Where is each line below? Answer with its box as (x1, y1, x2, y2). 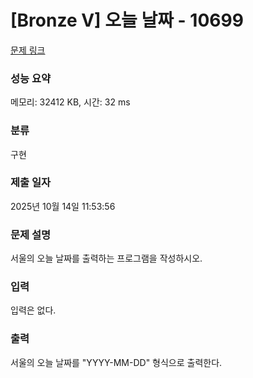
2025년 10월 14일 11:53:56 (10, 200, 116, 212)
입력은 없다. (10, 304, 57, 316)
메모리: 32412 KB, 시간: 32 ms (10, 96, 131, 108)
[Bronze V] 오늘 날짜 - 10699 (10, 9, 244, 32)
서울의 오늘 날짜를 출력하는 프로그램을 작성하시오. (10, 252, 203, 265)
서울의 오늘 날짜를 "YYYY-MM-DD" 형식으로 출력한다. (10, 356, 223, 368)
